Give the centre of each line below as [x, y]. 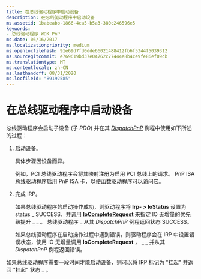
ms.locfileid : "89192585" [38, 79]
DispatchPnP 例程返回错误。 [50, 250]
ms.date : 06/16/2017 [32, 40]
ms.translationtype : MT [36, 62]
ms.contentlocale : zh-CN [37, 67]
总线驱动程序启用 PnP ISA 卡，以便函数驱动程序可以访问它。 [89, 181]
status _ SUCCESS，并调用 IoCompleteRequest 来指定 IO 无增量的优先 [103, 214]
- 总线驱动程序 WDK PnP [33, 34]
